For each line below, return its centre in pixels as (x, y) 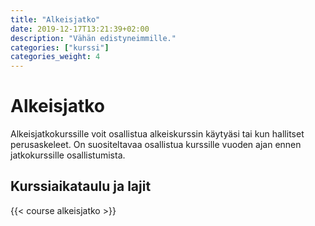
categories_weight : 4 (55, 57)
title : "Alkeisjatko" (55, 19)
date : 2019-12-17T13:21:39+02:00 (80, 29)
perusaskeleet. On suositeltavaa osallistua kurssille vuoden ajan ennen (156, 145)
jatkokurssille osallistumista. (68, 155)
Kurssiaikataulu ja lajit (81, 186)
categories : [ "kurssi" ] (60, 47)
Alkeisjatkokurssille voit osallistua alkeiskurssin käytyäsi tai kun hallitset (157, 134)
